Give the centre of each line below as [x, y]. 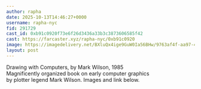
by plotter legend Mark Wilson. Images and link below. [73, 80]
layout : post [22, 50]
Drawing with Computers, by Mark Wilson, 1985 [65, 67]
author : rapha [24, 12]
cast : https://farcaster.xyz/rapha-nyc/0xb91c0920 [71, 39]
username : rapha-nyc [32, 23]
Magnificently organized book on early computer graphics [78, 73]
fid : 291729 [21, 28]
